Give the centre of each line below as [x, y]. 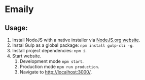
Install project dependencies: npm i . [49, 51]
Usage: [16, 28]
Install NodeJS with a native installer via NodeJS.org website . [76, 40]
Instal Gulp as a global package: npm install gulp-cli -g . [73, 45]
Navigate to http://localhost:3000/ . [56, 72]
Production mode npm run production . [59, 67]
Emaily [19, 9]
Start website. [27, 56]
